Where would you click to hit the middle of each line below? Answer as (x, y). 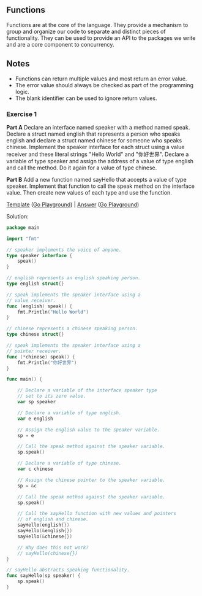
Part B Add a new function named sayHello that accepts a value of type (96, 179)
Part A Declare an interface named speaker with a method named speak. (98, 127)
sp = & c (27, 486)
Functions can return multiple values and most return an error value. (101, 79)
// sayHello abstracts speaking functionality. (68, 570)
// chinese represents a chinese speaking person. (72, 329)
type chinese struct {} (35, 335)
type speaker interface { (39, 255)
